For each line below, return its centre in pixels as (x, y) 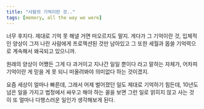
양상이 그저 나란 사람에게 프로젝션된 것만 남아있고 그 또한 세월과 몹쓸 (94, 43)
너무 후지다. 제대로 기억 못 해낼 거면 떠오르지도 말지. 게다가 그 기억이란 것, (94, 36)
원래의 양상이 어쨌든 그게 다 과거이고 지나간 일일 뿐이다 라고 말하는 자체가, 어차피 (102, 64)
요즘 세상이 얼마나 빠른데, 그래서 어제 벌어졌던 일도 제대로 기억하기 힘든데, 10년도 (102, 84)
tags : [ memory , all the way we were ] (54, 18)
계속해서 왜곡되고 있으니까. (44, 51)
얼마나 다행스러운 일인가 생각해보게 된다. (67, 100)
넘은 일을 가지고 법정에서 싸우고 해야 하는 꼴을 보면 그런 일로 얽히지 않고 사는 (97, 92)
